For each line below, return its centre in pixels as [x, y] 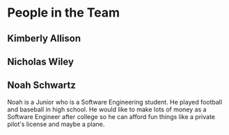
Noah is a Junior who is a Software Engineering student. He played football [115, 102]
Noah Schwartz [42, 85]
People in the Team [64, 13]
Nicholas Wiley [41, 61]
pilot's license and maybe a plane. [56, 124]
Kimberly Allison [44, 38]
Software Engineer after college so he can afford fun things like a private [111, 116]
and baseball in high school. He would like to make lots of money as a [107, 109]
